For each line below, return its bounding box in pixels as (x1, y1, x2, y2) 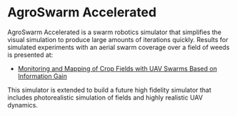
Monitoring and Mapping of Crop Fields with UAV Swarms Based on (17, 64, 218, 73)
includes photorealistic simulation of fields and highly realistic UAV (7, 93, 203, 102)
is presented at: (7, 51, 54, 59)
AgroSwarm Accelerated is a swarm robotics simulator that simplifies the (7, 28, 222, 36)
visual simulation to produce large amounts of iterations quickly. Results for (7, 35, 228, 43)
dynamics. (7, 100, 38, 109)
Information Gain (17, 72, 68, 80)
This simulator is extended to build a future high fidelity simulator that (7, 85, 212, 94)
